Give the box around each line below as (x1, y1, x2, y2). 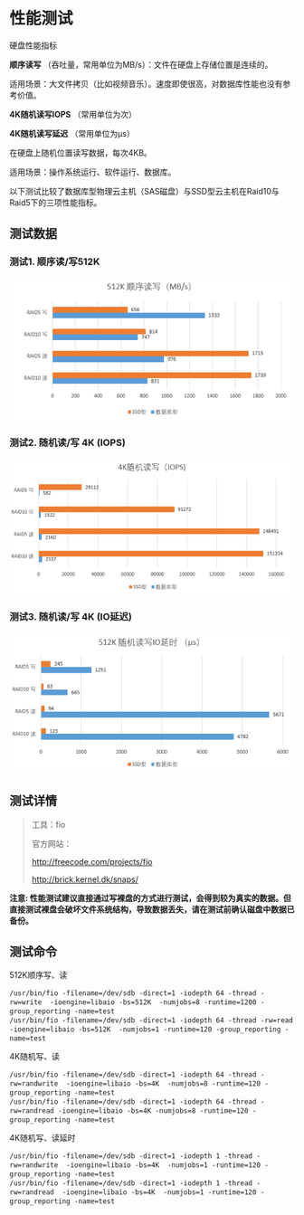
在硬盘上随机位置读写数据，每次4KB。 (9, 147, 152, 158)
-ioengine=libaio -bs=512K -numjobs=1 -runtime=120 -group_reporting (9, 1025, 281, 1034)
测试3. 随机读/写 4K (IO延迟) (9, 611, 133, 623)
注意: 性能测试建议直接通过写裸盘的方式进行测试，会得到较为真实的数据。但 (9, 892, 291, 903)
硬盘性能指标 (9, 40, 57, 51)
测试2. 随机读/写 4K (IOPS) (9, 436, 127, 449)
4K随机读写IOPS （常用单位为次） (9, 109, 138, 119)
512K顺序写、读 (9, 970, 68, 981)
